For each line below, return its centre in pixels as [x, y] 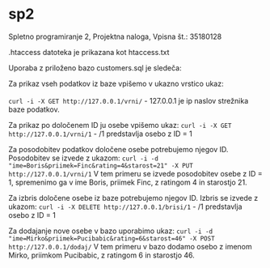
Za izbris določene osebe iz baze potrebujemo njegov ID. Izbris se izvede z [133, 198]
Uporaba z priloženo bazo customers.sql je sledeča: [95, 68]
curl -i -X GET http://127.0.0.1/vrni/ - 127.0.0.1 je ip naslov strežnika [129, 100]
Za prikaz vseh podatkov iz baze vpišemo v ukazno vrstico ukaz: [116, 83]
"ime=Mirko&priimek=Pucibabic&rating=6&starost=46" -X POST [112, 238]
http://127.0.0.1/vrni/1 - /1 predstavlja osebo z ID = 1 [100, 134]
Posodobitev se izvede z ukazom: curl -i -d [84, 158]
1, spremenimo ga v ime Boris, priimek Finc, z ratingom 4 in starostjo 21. [128, 182]
